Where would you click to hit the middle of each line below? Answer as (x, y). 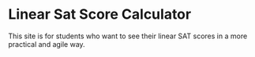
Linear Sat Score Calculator (100, 14)
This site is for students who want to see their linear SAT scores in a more (128, 36)
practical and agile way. (47, 44)
